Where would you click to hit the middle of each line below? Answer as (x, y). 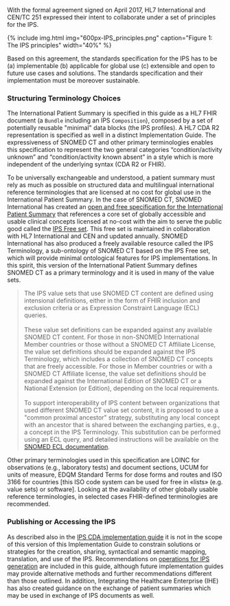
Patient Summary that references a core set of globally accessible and (106, 214)
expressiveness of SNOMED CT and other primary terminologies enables (110, 142)
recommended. (28, 504)
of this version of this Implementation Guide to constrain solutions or (104, 544)
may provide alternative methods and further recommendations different (110, 573)
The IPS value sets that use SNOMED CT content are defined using (119, 293)
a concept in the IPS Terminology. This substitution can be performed (122, 432)
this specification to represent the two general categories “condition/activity (115, 150)
